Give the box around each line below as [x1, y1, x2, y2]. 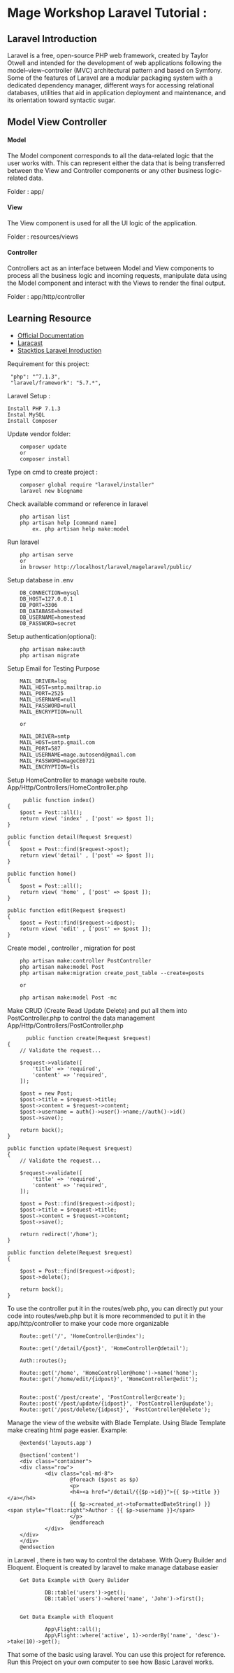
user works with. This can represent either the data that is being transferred [7, 159, 226, 167]
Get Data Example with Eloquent [20, 1613, 114, 1620]
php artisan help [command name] [20, 519, 117, 526]
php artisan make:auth [20, 645, 86, 652]
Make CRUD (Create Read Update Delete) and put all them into [7, 1006, 187, 1014]
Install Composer [7, 417, 58, 424]
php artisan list [20, 513, 71, 520]
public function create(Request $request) [25, 1035, 152, 1042]
